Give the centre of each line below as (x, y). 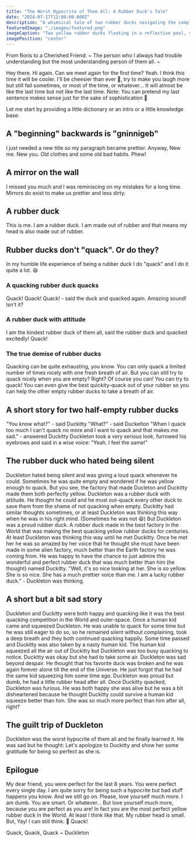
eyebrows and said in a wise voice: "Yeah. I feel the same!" (77, 442)
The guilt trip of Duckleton (55, 725)
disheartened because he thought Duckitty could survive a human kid (90, 694)
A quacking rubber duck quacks (52, 286)
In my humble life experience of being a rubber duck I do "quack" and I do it (97, 264)
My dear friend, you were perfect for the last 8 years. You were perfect (91, 784)
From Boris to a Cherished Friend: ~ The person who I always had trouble (94, 55)
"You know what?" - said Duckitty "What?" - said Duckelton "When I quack (96, 424)
